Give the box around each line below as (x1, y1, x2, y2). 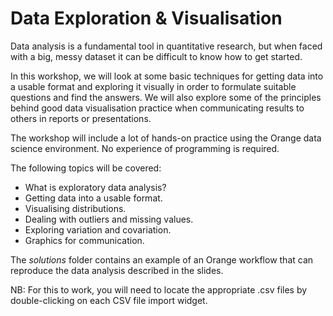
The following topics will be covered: (10, 162, 162, 174)
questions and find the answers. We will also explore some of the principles (10, 91, 322, 103)
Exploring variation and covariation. (24, 223, 172, 236)
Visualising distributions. (24, 202, 127, 214)
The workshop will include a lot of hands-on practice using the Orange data (10, 132, 322, 144)
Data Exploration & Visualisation (10, 7, 283, 30)
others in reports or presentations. (10, 112, 152, 124)
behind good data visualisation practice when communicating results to (10, 102, 305, 114)
